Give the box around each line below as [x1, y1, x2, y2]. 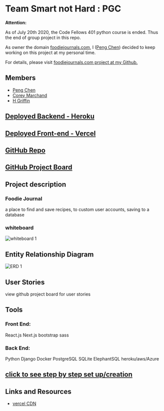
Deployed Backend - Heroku [5, 112, 95, 120]
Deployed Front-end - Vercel [5, 129, 96, 137]
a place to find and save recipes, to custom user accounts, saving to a [5, 206, 149, 212]
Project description [5, 180, 66, 188]
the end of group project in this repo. [5, 34, 81, 40]
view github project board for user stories [5, 291, 91, 297]
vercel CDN [12, 400, 36, 406]
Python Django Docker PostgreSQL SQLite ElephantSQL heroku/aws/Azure [5, 355, 159, 361]
